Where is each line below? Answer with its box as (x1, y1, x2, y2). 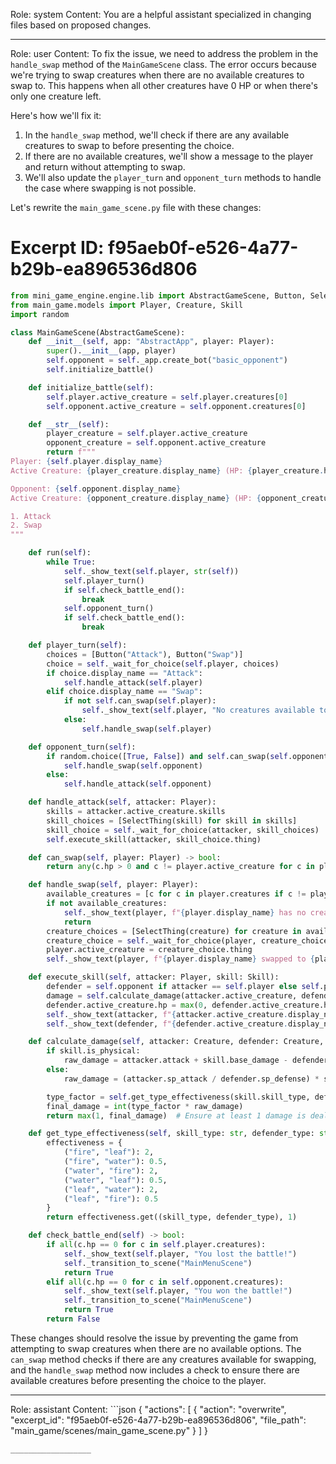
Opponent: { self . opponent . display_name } (10, 484, 182, 494)
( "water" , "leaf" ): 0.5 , (63, 1175, 168, 1185)
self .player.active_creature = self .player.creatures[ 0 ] (46, 392, 288, 402)
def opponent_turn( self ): (28, 742, 137, 752)
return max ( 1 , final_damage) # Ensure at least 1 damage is (46, 1110, 307, 1121)
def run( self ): (28, 548, 92, 558)
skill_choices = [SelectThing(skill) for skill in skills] (46, 815, 298, 826)
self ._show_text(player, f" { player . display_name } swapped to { (46, 954, 315, 964)
